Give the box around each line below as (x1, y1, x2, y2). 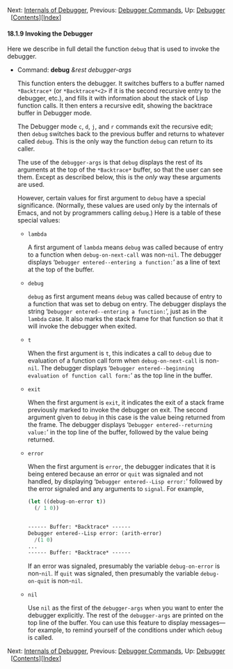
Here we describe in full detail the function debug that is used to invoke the (7, 45, 220, 53)
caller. (17, 144, 35, 153)
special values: (17, 216, 61, 225)
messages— (190, 619, 226, 627)
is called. (27, 633, 54, 642)
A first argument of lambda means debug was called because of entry (27, 243, 224, 252)
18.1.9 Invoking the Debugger (7, 29, 93, 38)
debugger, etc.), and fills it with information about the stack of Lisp (17, 94, 209, 103)
